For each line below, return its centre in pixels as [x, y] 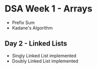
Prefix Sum [23, 22]
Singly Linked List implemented [44, 55]
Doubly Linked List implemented [45, 61]
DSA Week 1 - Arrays [48, 9]
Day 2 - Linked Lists [36, 44]
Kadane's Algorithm [32, 27]
